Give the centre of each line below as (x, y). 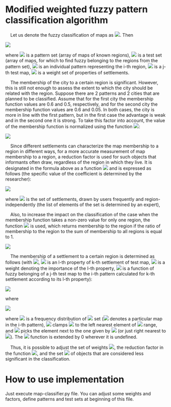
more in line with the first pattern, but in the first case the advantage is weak (86, 115)
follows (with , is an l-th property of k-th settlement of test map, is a (85, 262)
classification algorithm (57, 20)
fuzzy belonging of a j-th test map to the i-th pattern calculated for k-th (80, 273)
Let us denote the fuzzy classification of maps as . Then (72, 35)
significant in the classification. (38, 359)
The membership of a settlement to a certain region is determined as (82, 256)
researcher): (18, 179)
